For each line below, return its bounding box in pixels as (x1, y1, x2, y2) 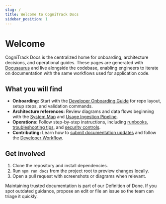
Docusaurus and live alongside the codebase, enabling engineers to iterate (5, 65, 159, 71)
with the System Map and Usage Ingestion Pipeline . (12, 114, 118, 120)
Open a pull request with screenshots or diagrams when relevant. (12, 173, 147, 179)
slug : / (5, 7, 21, 12)
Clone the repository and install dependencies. (12, 162, 108, 168)
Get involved (5, 149, 46, 158)
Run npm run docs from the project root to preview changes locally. (12, 168, 149, 174)
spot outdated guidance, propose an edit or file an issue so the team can (5, 188, 154, 194)
